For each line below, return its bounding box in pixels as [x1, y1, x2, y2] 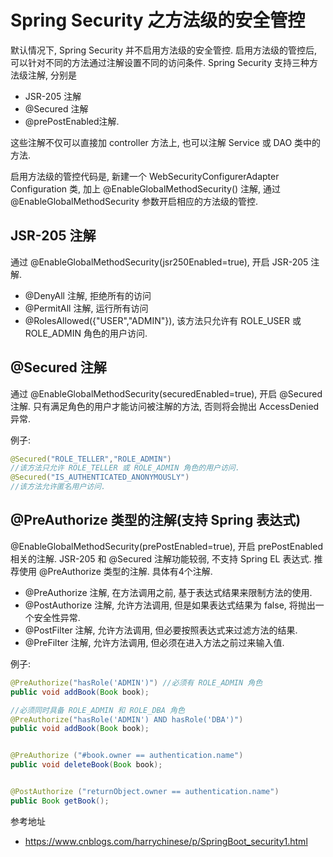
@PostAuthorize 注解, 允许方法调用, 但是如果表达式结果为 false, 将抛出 [24, 599, 316, 611]
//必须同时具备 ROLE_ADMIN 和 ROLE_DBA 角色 [10, 705, 185, 715]
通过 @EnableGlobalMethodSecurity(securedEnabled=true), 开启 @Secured [10, 387, 323, 400]
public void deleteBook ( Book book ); [10, 760, 163, 770]
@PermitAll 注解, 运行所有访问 [24, 302, 149, 314]
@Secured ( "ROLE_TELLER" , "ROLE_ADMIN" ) [10, 454, 172, 464]
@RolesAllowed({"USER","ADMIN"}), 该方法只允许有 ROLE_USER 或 [24, 314, 302, 326]
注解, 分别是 [27, 69, 77, 81]
